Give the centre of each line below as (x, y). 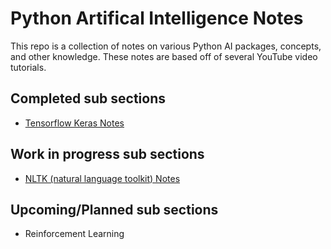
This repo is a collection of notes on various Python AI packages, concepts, (166, 46)
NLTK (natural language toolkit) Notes (102, 178)
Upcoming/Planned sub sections (114, 209)
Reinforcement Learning (74, 234)
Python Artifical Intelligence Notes (157, 18)
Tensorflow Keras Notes (74, 123)
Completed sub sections (88, 98)
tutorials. (28, 67)
